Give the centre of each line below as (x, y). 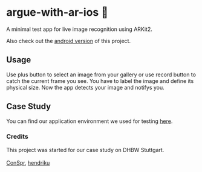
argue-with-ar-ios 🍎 (57, 12)
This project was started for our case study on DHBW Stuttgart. (85, 150)
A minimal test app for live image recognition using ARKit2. (79, 29)
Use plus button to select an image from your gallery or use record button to (101, 74)
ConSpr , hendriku (28, 162)
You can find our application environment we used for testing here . (90, 121)
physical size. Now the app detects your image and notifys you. (85, 87)
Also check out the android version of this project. (69, 41)
